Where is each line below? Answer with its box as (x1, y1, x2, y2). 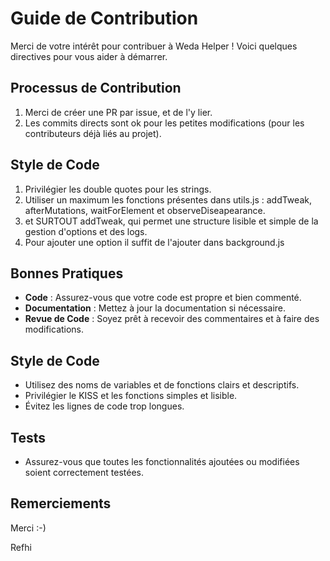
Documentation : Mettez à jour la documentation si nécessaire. (24, 302, 287, 314)
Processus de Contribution (10, 80, 182, 97)
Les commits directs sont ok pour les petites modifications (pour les (24, 117, 305, 129)
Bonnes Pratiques (10, 265, 124, 282)
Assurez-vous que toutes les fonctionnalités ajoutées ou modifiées (24, 456, 300, 467)
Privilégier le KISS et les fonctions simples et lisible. (24, 390, 238, 402)
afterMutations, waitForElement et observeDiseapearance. (24, 204, 266, 216)
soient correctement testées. (24, 467, 145, 478)
